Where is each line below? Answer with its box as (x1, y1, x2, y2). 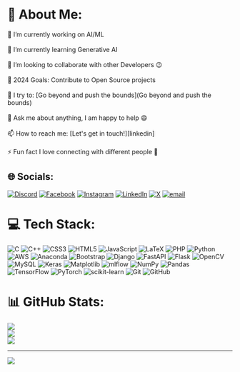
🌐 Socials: (7, 171, 54, 183)
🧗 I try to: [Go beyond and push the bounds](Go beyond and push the (7, 91, 212, 99)
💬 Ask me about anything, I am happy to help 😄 (7, 114, 148, 122)
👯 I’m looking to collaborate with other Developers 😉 (7, 60, 163, 69)
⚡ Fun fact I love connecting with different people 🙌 (7, 147, 159, 156)
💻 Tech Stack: (7, 216, 96, 232)
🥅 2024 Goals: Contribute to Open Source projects (7, 75, 156, 84)
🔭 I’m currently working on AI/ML (7, 30, 105, 39)
